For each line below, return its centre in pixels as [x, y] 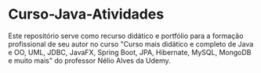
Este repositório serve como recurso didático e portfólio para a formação [126, 36]
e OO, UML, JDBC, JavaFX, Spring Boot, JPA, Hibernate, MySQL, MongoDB [130, 52]
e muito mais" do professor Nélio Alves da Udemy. [89, 61]
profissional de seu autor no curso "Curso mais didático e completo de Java [131, 43]
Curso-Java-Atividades [86, 14]
